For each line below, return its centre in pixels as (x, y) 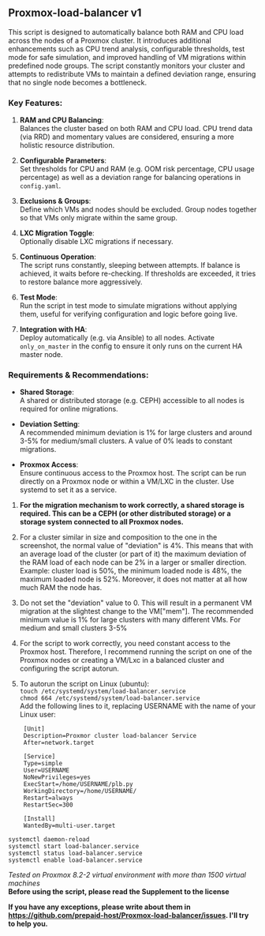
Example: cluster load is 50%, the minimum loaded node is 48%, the (131, 571)
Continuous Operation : (58, 257)
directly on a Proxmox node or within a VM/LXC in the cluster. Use (127, 482)
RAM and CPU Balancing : (62, 120)
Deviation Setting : (50, 424)
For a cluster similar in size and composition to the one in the (118, 537)
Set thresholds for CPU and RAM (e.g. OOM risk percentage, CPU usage (137, 169)
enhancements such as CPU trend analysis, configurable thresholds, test (127, 49)
